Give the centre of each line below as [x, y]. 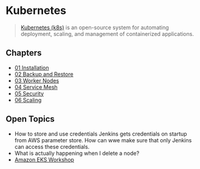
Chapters [24, 53]
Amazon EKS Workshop [44, 159]
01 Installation [32, 67]
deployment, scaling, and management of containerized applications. [107, 33]
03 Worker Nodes [36, 80]
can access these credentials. [52, 147]
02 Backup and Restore [44, 74]
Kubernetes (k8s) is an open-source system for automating [95, 27]
